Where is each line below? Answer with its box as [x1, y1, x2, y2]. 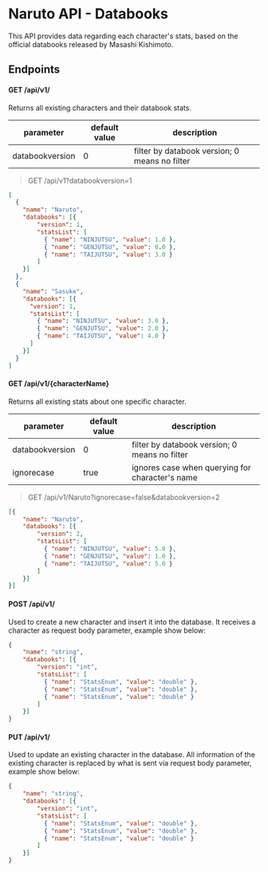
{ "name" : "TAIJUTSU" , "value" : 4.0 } [37, 332, 166, 340]
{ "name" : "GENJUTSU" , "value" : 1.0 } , [43, 552, 177, 560]
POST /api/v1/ [8, 599, 56, 609]
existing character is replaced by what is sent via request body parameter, [8, 759, 252, 768]
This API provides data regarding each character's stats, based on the [8, 31, 238, 41]
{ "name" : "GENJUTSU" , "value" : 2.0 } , [37, 325, 170, 333]
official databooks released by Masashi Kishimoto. [8, 39, 174, 49]
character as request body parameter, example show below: [8, 625, 206, 635]
